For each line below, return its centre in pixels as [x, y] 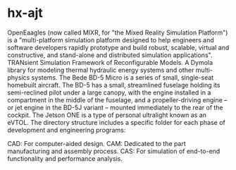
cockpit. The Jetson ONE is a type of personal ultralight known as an [107, 115]
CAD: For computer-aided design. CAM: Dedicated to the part [97, 143]
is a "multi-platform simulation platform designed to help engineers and [111, 40]
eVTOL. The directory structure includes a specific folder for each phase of [116, 122]
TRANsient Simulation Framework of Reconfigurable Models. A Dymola [110, 62]
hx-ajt [25, 13]
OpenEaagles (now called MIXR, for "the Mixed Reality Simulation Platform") [118, 32]
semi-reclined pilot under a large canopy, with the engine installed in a [109, 92]
